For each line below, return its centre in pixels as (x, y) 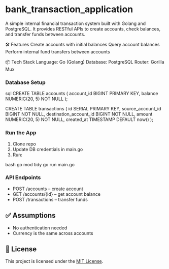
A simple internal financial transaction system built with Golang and (76, 23)
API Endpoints (23, 177)
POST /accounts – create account (48, 189)
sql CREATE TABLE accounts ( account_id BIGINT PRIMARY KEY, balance (82, 94)
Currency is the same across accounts (53, 233)
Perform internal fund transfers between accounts (58, 51)
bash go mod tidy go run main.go (40, 164)
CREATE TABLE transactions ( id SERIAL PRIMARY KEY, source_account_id (83, 109)
